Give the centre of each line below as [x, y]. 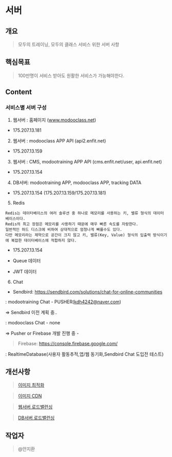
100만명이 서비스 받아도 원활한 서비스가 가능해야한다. [71, 76]
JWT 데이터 [25, 271]
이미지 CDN [30, 396]
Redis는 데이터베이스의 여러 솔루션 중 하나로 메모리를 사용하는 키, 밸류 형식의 [78, 213]
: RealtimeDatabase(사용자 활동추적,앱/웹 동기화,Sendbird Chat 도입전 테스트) [84, 354]
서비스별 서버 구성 [26, 107]
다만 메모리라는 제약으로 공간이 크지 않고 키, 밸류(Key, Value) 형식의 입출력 [78, 235]
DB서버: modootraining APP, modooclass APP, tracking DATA [77, 182]
